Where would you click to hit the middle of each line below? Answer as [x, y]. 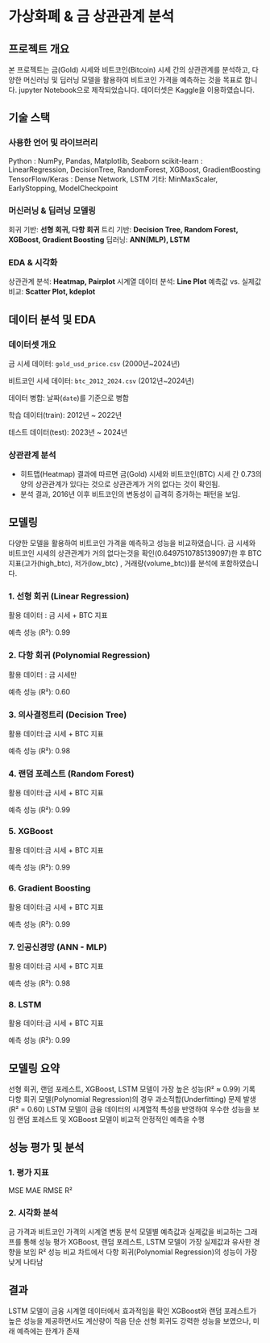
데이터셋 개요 [32, 344]
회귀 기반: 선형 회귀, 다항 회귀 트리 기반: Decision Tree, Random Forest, [123, 229]
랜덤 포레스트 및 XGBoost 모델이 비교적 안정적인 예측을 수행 [111, 1120]
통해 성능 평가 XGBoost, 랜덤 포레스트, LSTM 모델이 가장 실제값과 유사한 [137, 1242]
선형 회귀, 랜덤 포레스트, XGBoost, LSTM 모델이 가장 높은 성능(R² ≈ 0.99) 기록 [132, 1089]
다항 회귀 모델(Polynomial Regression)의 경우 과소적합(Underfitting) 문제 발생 [132, 1099]
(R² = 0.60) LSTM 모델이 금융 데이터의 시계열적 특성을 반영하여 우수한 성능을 [130, 1109]
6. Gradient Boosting [50, 888]
